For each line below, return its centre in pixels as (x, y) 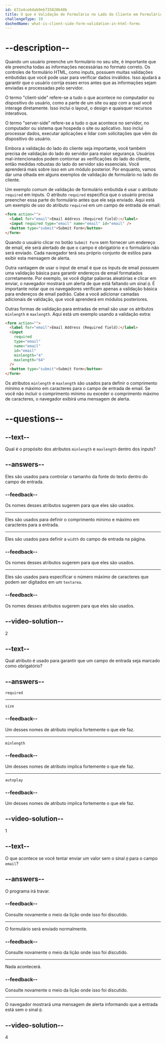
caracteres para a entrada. (32, 525)
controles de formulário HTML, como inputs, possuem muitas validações (79, 72)
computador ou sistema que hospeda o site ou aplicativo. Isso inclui (74, 128)
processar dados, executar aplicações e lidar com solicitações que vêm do (81, 134)
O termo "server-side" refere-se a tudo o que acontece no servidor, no (77, 123)
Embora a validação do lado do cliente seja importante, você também (76, 149)
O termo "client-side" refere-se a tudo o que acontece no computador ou (80, 98)
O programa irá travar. (28, 891)
